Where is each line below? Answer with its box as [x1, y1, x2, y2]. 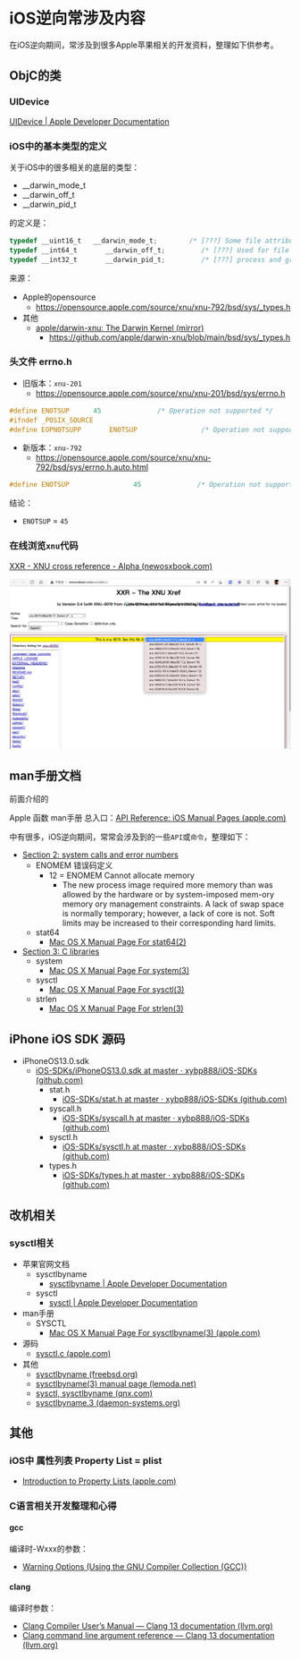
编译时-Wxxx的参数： [9, 1543, 89, 1553]
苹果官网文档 [21, 1258, 70, 1269]
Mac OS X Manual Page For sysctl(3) [48, 984, 185, 995]
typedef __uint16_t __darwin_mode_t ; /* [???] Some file [9, 236, 262, 245]
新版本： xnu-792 [21, 442, 82, 453]
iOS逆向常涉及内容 [9, 8, 146, 29]
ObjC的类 [9, 68, 62, 83]
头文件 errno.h [9, 355, 73, 368]
